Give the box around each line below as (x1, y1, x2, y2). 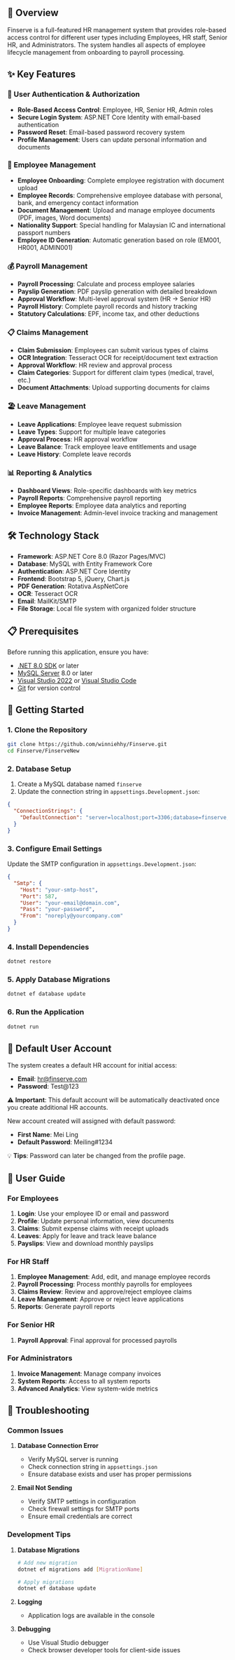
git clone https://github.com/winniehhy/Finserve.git (7, 741, 168, 748)
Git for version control (17, 684, 81, 692)
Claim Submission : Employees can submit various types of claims (17, 346, 208, 354)
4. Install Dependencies (7, 942, 90, 952)
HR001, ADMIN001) (17, 243, 73, 251)
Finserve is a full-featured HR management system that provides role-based (7, 25, 227, 34)
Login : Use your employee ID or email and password (17, 1209, 169, 1218)
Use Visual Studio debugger (27, 1638, 109, 1647)
